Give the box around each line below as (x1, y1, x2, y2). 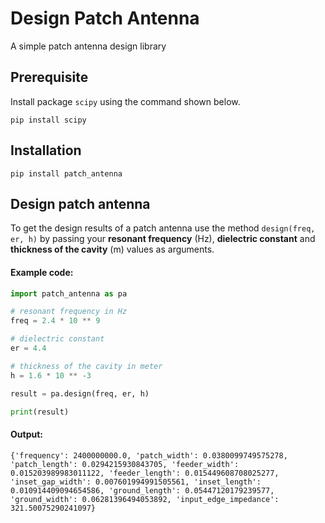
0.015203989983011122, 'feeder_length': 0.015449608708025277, (10, 468, 280, 478)
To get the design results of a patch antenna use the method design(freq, (10, 222, 316, 234)
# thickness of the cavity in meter (10, 361, 163, 371)
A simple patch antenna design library (10, 40, 167, 52)
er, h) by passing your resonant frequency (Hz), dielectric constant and (10, 233, 316, 245)
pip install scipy (10, 115, 87, 125)
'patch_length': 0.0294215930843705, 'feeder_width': (10, 459, 240, 469)
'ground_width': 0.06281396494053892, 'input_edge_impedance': (10, 494, 280, 504)
